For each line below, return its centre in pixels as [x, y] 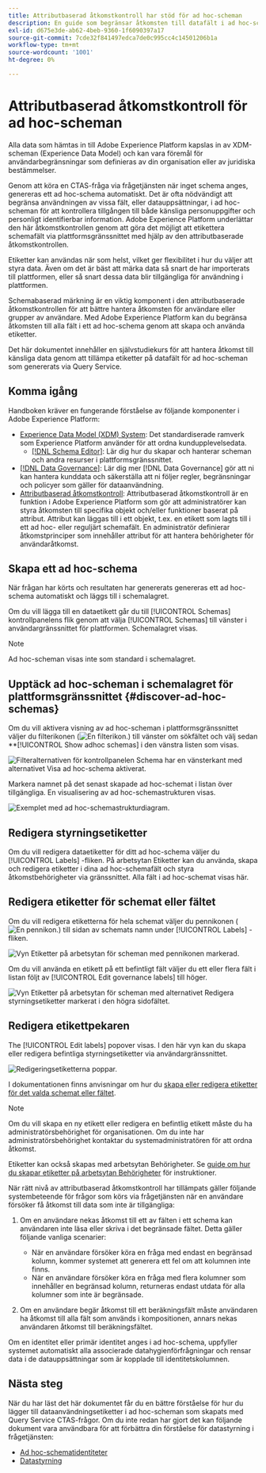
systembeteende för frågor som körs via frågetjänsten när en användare [126, 1196]
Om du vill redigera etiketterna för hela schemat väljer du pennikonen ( [123, 921]
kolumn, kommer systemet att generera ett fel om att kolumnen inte [141, 1260]
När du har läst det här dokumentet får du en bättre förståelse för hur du [126, 1403]
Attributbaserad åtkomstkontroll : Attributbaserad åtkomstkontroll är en [134, 493]
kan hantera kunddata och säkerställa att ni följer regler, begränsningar [135, 476]
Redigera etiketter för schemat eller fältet [112, 902]
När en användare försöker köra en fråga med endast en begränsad [142, 1252]
